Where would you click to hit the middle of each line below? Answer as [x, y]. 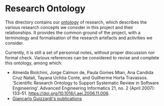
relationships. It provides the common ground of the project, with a [73, 32]
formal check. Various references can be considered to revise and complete [82, 57]
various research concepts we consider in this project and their [69, 27]
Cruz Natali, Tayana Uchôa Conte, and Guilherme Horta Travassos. [80, 78]
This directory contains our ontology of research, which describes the [76, 22]
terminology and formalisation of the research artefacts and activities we [79, 38]
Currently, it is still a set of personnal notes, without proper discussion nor [80, 53]
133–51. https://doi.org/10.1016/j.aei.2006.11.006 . [61, 93]
